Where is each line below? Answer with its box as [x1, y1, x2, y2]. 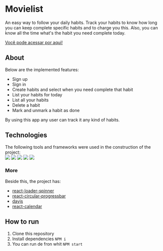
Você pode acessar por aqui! [5, 39, 63, 45]
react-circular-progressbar [12, 193, 66, 199]
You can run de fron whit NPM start [12, 241, 83, 247]
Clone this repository [12, 230, 54, 236]
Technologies [5, 131, 48, 139]
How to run [5, 218, 39, 226]
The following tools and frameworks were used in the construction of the [5, 144, 151, 150]
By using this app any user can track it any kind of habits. [5, 116, 120, 123]
